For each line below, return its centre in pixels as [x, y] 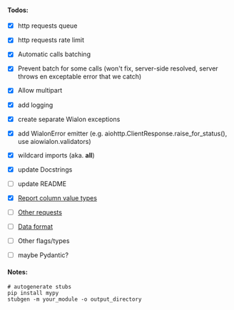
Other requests [40, 212]
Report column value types [57, 198]
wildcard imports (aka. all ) [56, 155]
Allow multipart [40, 91]
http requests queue [47, 26]
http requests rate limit [51, 40]
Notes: [18, 272]
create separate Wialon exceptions [69, 119]
